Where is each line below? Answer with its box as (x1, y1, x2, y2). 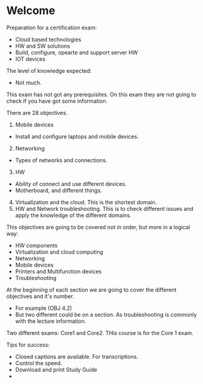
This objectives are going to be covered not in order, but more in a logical (6, 223, 190, 231)
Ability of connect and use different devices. (15, 180, 127, 187)
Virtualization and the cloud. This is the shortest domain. (15, 198, 157, 205)
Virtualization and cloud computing (15, 248, 104, 256)
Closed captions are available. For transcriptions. (15, 353, 138, 360)
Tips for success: (6, 341, 50, 349)
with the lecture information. (15, 317, 87, 325)
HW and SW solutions (15, 42, 70, 50)
